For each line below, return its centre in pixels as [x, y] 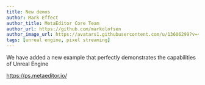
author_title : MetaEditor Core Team [53, 23]
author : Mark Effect [33, 18]
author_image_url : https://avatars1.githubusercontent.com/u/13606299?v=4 [103, 35]
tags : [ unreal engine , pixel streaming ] [59, 40]
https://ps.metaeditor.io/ [37, 76]
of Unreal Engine [27, 64]
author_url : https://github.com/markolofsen [64, 29]
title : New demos [28, 12]
